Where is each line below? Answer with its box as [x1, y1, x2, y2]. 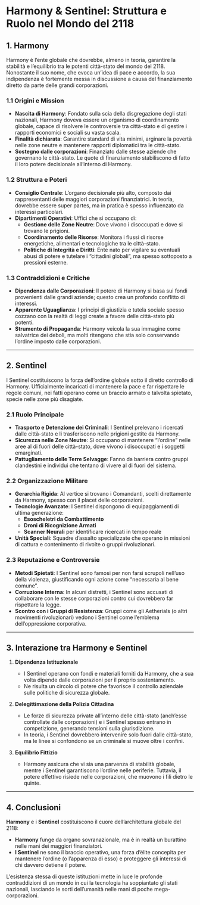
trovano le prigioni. [23, 227, 70, 234]
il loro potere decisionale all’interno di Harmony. [14, 161, 132, 168]
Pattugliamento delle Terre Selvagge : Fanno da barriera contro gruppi [14, 456, 189, 462]
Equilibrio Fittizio [14, 749, 58, 756]
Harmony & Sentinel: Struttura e [6, 4, 167, 18]
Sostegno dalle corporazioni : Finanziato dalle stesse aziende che [14, 148, 177, 156]
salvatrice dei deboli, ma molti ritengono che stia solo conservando [14, 331, 180, 338]
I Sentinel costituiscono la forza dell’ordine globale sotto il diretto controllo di [6, 377, 194, 384]
